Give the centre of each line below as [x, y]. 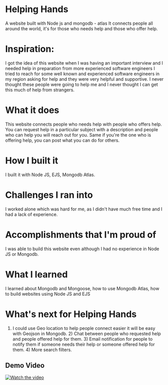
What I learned [36, 274]
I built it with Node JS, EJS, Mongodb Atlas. [50, 175]
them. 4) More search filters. [42, 350]
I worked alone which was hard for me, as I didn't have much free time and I [84, 209]
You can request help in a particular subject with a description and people [82, 129]
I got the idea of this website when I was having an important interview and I [84, 63]
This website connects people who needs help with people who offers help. [84, 124]
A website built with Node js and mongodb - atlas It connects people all [79, 23]
